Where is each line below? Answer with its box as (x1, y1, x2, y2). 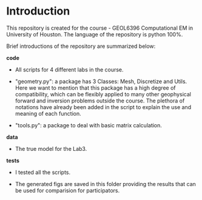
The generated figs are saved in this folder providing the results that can (15, 180, 196, 187)
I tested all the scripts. (15, 168, 71, 176)
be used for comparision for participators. (15, 187, 120, 194)
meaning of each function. (15, 110, 81, 117)
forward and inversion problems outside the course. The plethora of (15, 97, 185, 104)
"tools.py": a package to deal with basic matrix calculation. (15, 121, 163, 128)
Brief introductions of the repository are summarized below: (6, 42, 156, 50)
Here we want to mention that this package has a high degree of (15, 84, 176, 92)
